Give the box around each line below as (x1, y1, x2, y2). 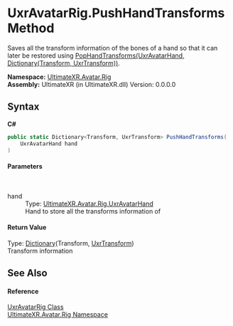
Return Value (7, 223, 47, 232)
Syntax (7, 101, 40, 113)
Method (7, 20, 55, 36)
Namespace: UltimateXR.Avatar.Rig (7, 73, 112, 81)
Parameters (7, 162, 43, 170)
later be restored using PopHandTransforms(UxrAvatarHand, (7, 51, 185, 60)
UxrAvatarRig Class (7, 303, 64, 311)
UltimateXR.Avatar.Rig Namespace (7, 310, 109, 319)
